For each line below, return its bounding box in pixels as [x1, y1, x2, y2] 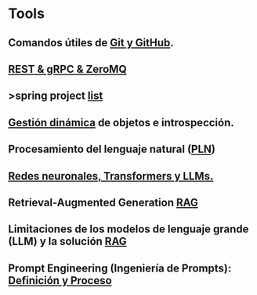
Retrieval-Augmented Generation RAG [8, 195, 198, 209]
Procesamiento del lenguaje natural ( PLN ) [8, 143, 216, 156]
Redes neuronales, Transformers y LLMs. [8, 169, 214, 183]
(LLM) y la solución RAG [8, 235, 127, 248]
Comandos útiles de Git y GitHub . [8, 36, 174, 49]
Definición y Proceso [8, 274, 112, 287]
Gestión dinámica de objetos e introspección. [8, 115, 234, 129]
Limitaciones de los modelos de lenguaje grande [8, 223, 249, 236]
